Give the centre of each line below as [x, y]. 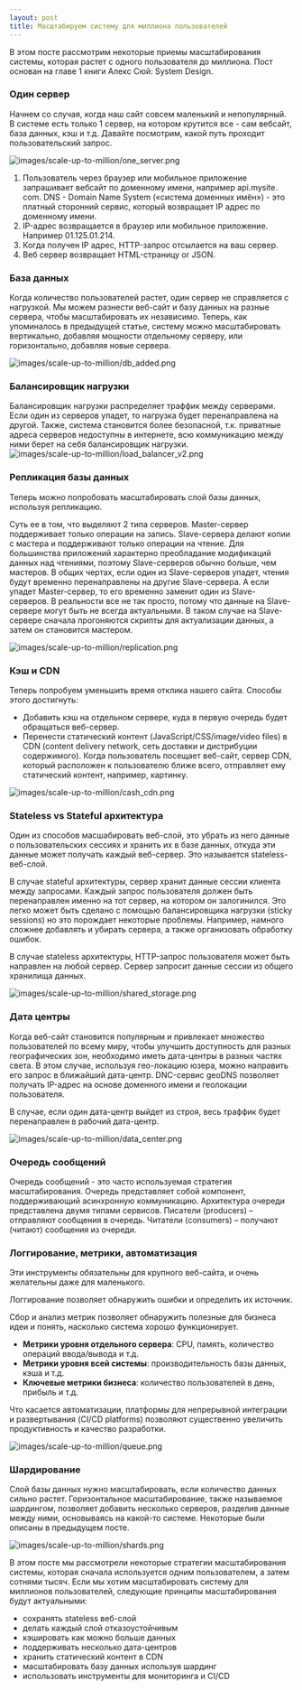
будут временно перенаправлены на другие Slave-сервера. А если [139, 581]
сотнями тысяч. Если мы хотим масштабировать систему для [129, 1582]
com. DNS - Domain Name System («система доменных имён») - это [154, 197]
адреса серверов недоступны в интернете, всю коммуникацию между [146, 435]
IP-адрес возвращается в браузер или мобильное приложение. [145, 226]
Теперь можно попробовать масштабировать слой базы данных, [135, 497]
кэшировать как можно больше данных [99, 1638]
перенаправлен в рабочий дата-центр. [84, 1121]
